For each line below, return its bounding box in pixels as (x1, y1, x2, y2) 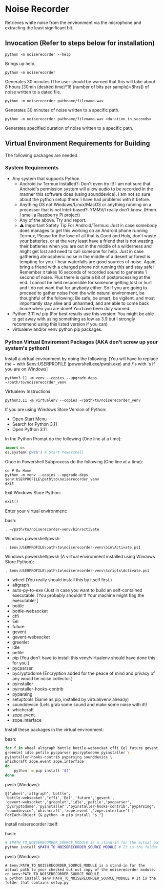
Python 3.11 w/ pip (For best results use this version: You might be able (12, 311, 154, 317)
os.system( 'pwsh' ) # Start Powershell (5, 450, 84, 455)
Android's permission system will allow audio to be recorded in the (19, 186, 154, 192)
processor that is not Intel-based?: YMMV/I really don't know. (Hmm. (19, 206, 158, 212)
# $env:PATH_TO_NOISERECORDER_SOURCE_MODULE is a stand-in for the (5, 863, 145, 868)
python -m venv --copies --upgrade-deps (5, 472, 89, 478)
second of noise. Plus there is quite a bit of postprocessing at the (19, 274, 151, 280)
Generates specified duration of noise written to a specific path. (5, 125, 134, 131)
